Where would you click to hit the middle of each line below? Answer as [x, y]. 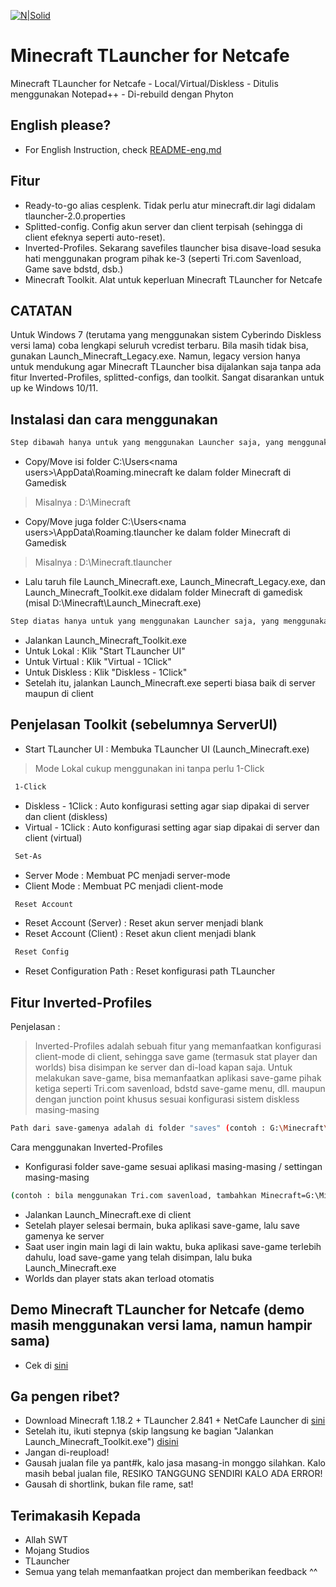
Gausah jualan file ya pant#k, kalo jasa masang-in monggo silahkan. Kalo [175, 1463]
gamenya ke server [64, 1236]
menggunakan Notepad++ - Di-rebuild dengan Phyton [122, 94]
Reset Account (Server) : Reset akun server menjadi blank [144, 923]
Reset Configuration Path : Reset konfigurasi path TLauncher [150, 971]
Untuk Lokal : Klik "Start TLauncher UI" [105, 651]
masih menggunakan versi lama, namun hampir [161, 1325]
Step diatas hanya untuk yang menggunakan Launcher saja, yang [145, 621]
